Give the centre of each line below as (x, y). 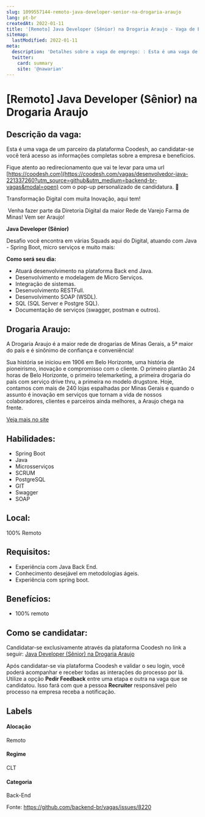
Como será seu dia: (31, 259)
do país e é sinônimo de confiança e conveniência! (70, 350)
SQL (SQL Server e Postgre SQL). (57, 304)
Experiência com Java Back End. (56, 566)
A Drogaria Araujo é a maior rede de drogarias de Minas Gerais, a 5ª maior (100, 344)
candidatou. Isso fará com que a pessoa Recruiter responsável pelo (92, 686)
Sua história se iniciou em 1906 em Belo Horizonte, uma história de (90, 362)
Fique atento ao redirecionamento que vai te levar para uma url (85, 167)
